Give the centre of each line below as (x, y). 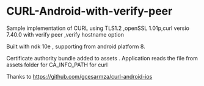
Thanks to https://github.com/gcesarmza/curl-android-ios (79, 76)
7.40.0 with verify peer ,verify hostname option (65, 34)
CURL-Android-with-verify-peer (89, 11)
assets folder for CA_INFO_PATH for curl (57, 65)
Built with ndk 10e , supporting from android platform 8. (76, 46)
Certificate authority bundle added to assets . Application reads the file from (102, 58)
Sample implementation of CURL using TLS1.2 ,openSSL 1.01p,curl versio (98, 28)
